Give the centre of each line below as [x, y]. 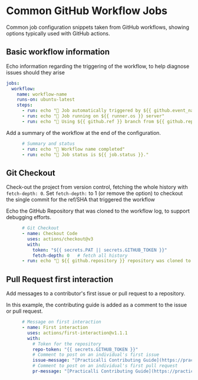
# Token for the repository [67, 344]
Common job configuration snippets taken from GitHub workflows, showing [98, 27]
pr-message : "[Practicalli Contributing [82, 371]
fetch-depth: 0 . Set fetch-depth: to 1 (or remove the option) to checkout [95, 193]
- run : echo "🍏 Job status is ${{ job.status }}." [85, 154]
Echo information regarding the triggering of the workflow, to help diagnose [98, 66]
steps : [25, 105]
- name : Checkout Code [49, 234]
